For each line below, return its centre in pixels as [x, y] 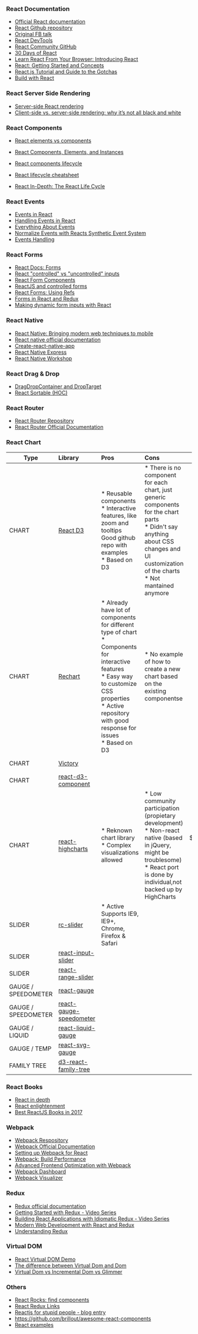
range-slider [76, 977]
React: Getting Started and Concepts [59, 65]
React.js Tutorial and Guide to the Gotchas [66, 72]
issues [110, 735]
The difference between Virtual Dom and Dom [70, 1265]
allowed [112, 860]
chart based [161, 676]
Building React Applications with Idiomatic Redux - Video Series [92, 1218]
